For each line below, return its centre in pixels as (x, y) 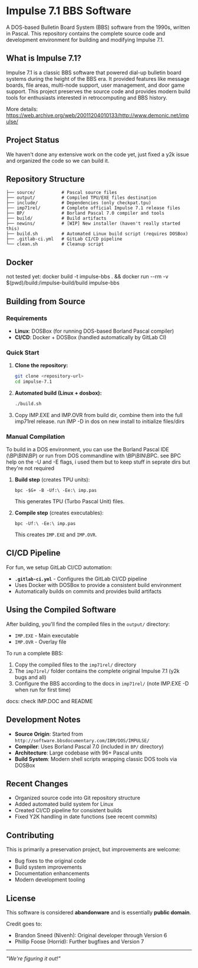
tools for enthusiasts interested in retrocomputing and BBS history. (87, 97)
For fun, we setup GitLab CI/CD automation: (59, 567)
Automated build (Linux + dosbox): (58, 393)
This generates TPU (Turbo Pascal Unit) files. (70, 501)
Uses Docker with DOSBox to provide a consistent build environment (98, 585)
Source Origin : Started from (49, 734)
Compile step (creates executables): (59, 513)
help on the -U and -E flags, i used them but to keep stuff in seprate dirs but (98, 462)
